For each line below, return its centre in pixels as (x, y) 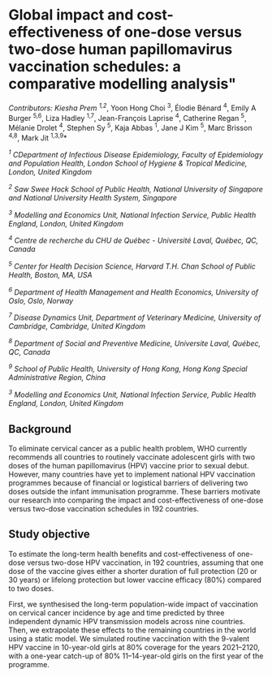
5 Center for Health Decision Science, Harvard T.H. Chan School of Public (132, 265)
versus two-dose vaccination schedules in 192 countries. (104, 508)
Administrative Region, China (57, 377)
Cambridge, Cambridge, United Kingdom (77, 326)
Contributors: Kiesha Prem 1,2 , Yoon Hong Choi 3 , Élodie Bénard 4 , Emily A (132, 107)
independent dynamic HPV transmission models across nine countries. (127, 621)
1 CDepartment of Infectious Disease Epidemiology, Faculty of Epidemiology (136, 154)
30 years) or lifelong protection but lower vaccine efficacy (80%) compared (135, 580)
